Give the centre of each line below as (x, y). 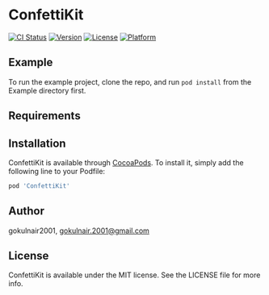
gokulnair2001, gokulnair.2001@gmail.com (79, 231)
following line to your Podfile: (57, 171)
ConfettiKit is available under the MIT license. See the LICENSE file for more (134, 275)
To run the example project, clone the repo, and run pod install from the (130, 81)
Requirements (44, 116)
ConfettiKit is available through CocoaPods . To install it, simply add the (126, 162)
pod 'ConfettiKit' (39, 186)
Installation (37, 143)
